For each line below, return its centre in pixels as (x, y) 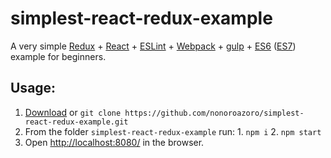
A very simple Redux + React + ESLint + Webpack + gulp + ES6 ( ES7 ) (153, 46)
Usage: (33, 88)
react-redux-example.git (76, 122)
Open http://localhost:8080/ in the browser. (114, 142)
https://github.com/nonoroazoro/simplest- (214, 113)
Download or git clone (73, 112)
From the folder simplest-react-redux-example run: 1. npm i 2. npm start (173, 131)
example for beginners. (58, 56)
